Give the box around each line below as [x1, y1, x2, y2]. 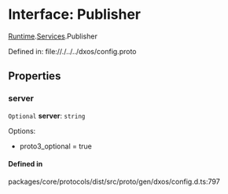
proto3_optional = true [19, 141, 92, 151]
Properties [8, 69, 61, 83]
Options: [8, 126, 36, 135]
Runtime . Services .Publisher [8, 31, 98, 41]
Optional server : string [8, 111, 86, 120]
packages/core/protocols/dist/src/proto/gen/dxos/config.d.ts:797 [8, 177, 220, 186]
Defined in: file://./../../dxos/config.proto [8, 46, 137, 56]
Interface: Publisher [8, 5, 142, 24]
